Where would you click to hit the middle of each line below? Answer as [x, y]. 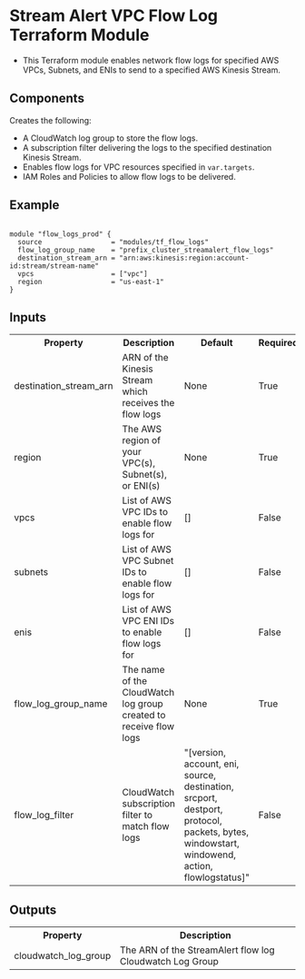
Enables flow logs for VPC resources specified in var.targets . [138, 167]
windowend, [210, 855]
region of [142, 440]
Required [278, 343]
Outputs [33, 910]
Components [47, 99]
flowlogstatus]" [216, 877]
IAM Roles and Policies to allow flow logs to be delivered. [129, 176]
